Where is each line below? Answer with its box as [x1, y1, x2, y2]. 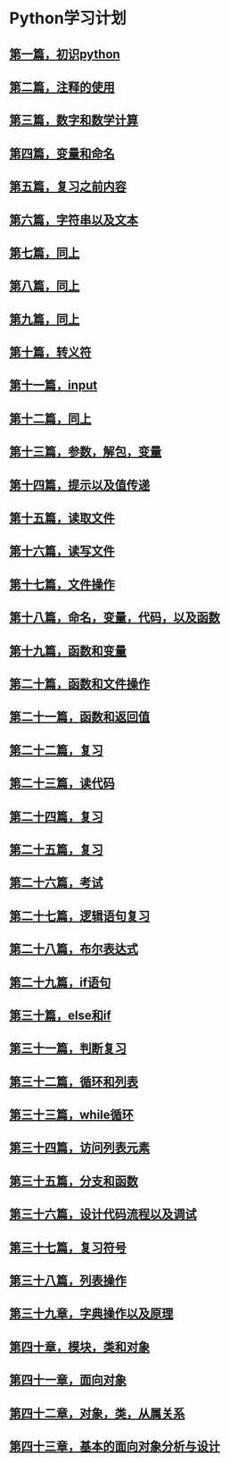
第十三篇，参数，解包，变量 [9, 444, 162, 460]
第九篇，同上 [9, 312, 80, 327]
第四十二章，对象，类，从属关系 [9, 1406, 185, 1421]
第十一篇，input [9, 378, 98, 393]
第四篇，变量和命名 [9, 146, 115, 161]
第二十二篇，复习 [9, 742, 103, 757]
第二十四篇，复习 [9, 809, 103, 824]
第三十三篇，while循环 [9, 1107, 134, 1123]
